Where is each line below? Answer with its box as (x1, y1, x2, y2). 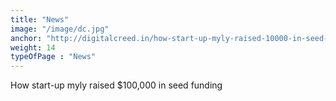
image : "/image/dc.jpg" (10, 24, 110, 34)
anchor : (10, 33, 43, 43)
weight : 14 (10, 42, 56, 53)
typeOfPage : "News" (10, 52, 97, 62)
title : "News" (10, 14, 70, 25)
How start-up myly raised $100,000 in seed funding (10, 79, 223, 91)
